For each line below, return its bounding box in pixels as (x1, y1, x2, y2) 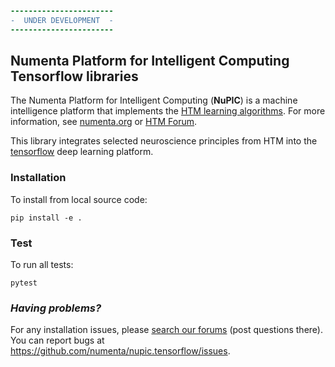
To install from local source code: (10, 193, 148, 205)
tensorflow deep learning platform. (10, 146, 154, 158)
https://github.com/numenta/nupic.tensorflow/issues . (10, 345, 231, 357)
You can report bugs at (10, 334, 105, 347)
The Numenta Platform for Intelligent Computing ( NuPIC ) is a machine (10, 94, 298, 107)
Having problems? (10, 301, 102, 315)
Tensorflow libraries (10, 68, 139, 85)
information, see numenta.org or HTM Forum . (10, 116, 198, 128)
